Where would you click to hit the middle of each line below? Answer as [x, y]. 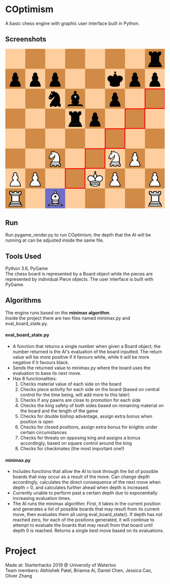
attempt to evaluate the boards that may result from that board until [82, 525]
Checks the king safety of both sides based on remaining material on [92, 405]
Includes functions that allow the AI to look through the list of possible [85, 472]
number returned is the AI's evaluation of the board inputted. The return [87, 352]
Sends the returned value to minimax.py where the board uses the [81, 368]
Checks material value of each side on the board [71, 384]
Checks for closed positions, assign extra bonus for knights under [89, 427]
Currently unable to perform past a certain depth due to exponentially [85, 493]
